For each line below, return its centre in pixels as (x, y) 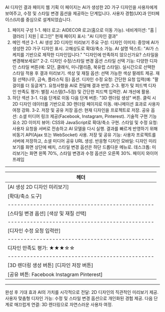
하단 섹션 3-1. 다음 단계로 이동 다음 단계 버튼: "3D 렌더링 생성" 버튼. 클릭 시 (84, 98)
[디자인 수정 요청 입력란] (34, 231)
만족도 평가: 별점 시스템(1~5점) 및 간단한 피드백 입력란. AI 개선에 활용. (84, 92)
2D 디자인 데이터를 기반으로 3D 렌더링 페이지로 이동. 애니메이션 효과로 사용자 (86, 104)
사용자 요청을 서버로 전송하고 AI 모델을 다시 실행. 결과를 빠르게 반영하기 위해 (85, 129)
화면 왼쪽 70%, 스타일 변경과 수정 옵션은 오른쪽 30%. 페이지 (87, 153)
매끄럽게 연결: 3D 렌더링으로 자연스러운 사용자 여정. (63, 304)
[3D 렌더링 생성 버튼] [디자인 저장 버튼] (50, 265)
